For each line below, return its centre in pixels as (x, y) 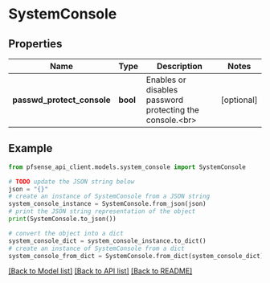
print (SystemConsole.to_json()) (62, 219)
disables (162, 90)
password (165, 100)
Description (179, 66)
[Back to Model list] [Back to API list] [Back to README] (100, 271)
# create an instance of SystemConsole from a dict (96, 248)
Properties (35, 44)
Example (31, 148)
